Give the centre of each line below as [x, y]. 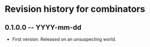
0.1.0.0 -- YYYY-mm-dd [43, 27]
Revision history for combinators [75, 9]
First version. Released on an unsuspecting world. [64, 39]
